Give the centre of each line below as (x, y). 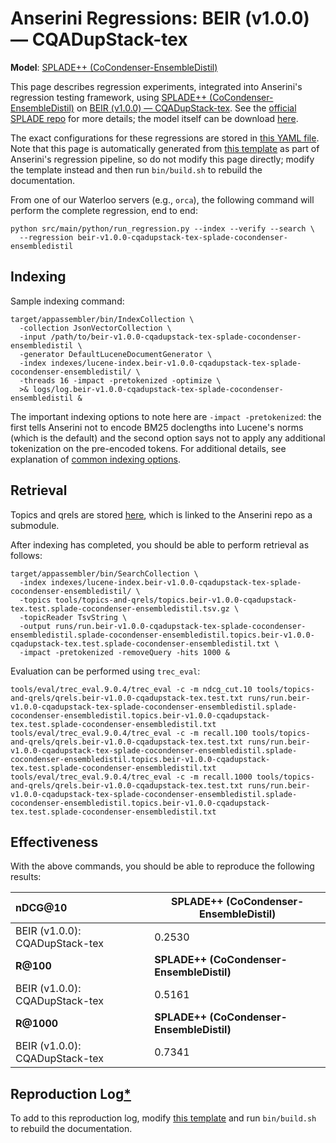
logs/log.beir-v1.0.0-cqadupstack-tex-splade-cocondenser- (158, 389)
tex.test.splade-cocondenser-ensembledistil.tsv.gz (120, 608)
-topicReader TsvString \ (73, 617)
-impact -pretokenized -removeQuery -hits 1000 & (124, 652)
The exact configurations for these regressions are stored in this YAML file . (165, 138)
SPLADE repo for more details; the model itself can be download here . (154, 118)
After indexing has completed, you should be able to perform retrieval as (160, 544)
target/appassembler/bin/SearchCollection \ (104, 573)
